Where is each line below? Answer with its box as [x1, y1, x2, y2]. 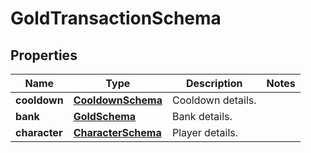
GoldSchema [73, 110, 137, 123]
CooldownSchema [73, 93, 163, 107]
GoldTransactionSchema [10, 7, 222, 30]
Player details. [171, 126, 239, 139]
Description [186, 77, 243, 90]
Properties [10, 47, 78, 64]
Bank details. [171, 110, 233, 123]
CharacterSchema [73, 126, 162, 139]
